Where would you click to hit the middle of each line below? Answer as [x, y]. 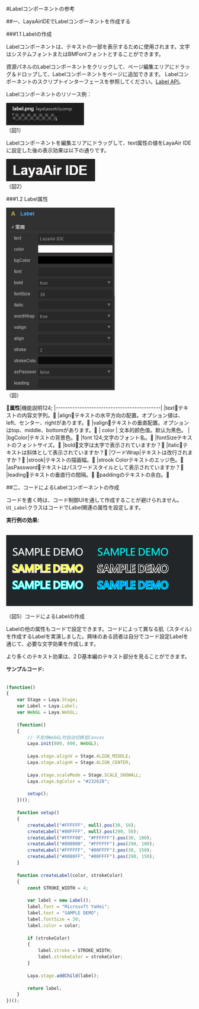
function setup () [38, 813]
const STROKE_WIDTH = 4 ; [58, 888]
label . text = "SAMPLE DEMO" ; [63, 913]
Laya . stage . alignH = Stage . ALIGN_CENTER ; [79, 763]
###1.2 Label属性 [27, 199]
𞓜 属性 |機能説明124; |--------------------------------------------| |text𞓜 [92, 408]
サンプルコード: [25, 669]
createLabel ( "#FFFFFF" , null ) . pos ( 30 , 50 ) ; [82, 825]
